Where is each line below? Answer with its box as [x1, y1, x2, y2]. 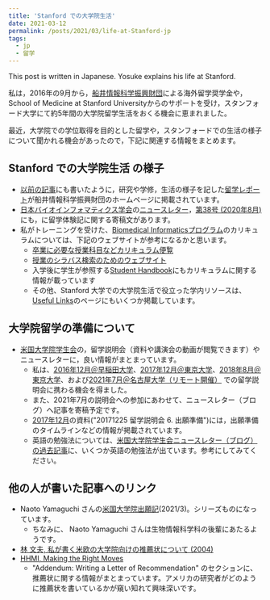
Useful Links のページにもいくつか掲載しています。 [31, 296, 200, 305]
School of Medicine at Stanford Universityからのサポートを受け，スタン [8, 99, 246, 107]
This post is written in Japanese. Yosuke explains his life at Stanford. [8, 72, 236, 81]
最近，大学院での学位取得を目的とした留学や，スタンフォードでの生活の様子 [8, 126, 263, 135]
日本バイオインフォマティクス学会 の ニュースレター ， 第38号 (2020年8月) [19, 204, 262, 214]
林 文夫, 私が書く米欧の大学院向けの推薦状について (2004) [19, 544, 214, 554]
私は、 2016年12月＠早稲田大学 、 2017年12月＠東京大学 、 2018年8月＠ [31, 364, 262, 374]
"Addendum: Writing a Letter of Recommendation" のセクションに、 [31, 563, 258, 573]
